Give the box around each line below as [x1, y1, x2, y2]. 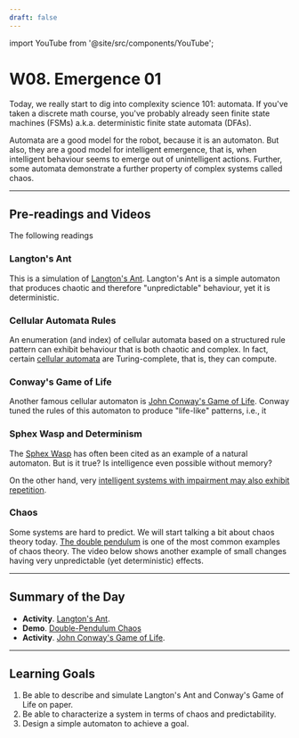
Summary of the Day [9, 590, 125, 605]
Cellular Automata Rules [9, 314, 117, 327]
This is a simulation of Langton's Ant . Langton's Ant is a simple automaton [9, 273, 280, 284]
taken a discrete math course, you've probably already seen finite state [9, 108, 271, 119]
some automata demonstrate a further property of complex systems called [9, 162, 283, 174]
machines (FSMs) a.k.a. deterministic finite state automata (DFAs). [9, 117, 252, 128]
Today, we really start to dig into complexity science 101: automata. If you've [9, 98, 288, 109]
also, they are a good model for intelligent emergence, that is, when [9, 144, 257, 154]
